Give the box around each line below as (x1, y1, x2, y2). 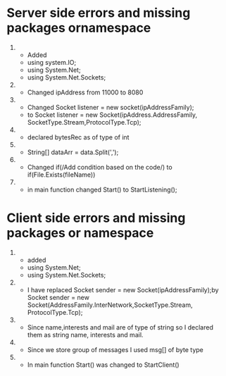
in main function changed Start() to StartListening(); (27, 185, 177, 194)
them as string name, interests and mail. (27, 330, 144, 339)
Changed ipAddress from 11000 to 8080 (27, 88, 144, 96)
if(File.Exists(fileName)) (27, 170, 96, 179)
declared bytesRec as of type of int (27, 132, 130, 142)
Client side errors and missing (6, 210, 186, 226)
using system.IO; (27, 58, 77, 66)
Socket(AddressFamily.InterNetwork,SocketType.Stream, (27, 301, 193, 309)
